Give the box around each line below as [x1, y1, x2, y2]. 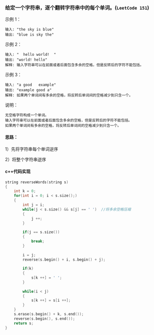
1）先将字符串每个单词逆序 [5, 146, 58, 152]
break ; [31, 239, 45, 244]
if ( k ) [22, 266, 34, 271]
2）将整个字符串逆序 [5, 156, 46, 162]
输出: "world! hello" [5, 57, 48, 62]
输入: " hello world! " [5, 52, 56, 57]
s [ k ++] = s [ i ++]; [31, 298, 71, 303]
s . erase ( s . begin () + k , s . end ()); [14, 312, 84, 317]
